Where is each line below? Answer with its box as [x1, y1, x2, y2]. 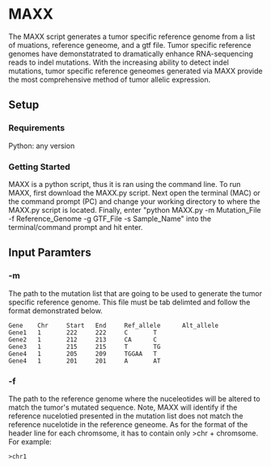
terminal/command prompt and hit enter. [8, 222, 143, 231]
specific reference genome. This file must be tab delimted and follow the [8, 297, 251, 307]
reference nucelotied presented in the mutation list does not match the [8, 410, 243, 421]
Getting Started [8, 161, 70, 172]
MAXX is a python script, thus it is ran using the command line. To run [8, 179, 241, 189]
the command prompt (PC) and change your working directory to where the [8, 196, 260, 206]
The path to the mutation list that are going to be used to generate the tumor [8, 288, 263, 298]
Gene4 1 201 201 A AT [8, 357, 161, 365]
